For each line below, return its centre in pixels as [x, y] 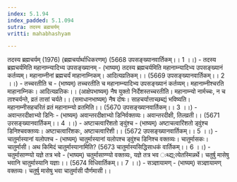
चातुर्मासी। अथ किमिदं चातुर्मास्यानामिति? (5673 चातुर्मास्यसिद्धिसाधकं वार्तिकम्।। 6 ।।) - [109, 147]
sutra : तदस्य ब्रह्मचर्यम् [34, 27]
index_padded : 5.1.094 [41, 20]
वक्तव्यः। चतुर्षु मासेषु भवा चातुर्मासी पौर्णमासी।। [59, 171]
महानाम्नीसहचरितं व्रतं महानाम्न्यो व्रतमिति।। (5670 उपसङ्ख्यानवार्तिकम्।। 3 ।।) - [102, 107]
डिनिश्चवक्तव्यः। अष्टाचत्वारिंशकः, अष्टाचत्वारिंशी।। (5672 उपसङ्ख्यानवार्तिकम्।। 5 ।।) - [113, 131]
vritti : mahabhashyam [39, 34]
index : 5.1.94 [28, 14]
